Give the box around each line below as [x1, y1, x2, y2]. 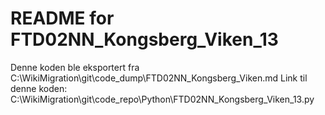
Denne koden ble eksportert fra [10, 61, 140, 73]
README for [10, 7, 115, 30]
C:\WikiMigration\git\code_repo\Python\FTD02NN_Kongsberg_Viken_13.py [10, 93, 315, 105]
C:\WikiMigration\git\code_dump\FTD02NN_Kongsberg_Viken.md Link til [10, 72, 308, 84]
